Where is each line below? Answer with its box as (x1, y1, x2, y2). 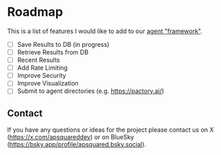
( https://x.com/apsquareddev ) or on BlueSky (7, 133, 135, 141)
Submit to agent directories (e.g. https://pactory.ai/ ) (17, 87, 164, 95)
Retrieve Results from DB (17, 48, 88, 56)
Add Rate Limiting (17, 63, 68, 72)
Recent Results (17, 56, 60, 64)
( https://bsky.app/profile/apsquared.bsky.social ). (7, 141, 146, 149)
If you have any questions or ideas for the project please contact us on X (7, 125, 214, 134)
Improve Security (17, 72, 67, 80)
